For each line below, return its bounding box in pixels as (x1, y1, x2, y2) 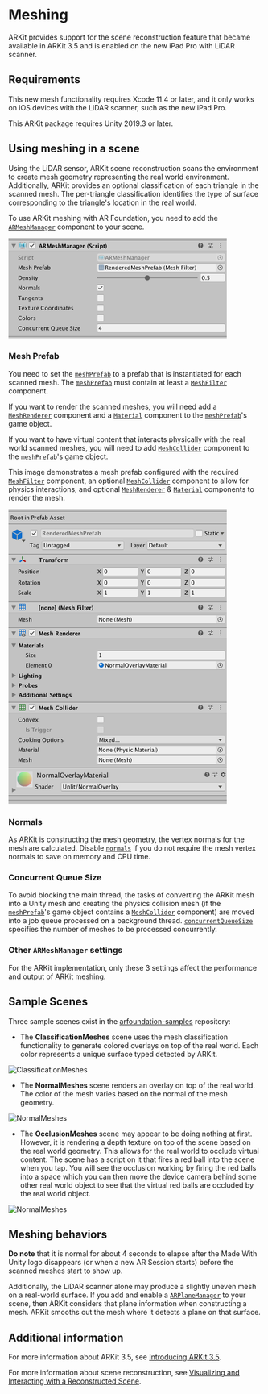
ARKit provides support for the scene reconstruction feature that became (8, 32, 251, 42)
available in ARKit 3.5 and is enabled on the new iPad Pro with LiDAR (8, 40, 235, 50)
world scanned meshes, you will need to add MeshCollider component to (8, 443, 250, 452)
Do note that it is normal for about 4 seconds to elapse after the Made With (8, 1249, 258, 1259)
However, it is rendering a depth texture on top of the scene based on (19, 1137, 251, 1146)
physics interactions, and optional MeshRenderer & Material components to (8, 484, 255, 493)
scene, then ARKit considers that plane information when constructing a (8, 1299, 247, 1309)
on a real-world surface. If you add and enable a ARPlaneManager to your (8, 1290, 246, 1300)
